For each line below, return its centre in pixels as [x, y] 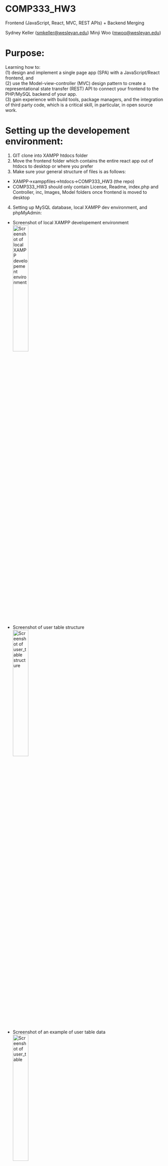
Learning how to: [23, 67]
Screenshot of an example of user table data [59, 1032]
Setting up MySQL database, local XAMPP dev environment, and [80, 207]
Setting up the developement [68, 131]
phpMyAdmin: [27, 213]
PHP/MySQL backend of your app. [41, 94]
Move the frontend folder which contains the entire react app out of [83, 160]
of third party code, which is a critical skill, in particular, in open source [79, 105]
